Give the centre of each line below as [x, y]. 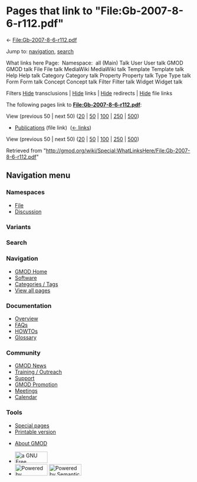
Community [23, 352]
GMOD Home [31, 271]
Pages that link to [50, 11]
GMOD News [30, 366]
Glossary [26, 338]
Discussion [28, 211]
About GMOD [31, 443]
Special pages [32, 425]
